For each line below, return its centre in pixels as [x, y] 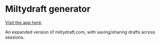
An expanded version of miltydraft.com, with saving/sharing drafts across [80, 32]
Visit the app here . [24, 22]
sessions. [15, 37]
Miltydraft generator [48, 9]
